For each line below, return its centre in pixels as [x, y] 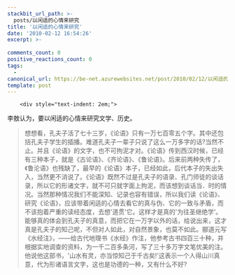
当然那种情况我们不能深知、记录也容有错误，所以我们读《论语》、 [130, 195]
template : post [29, 85]
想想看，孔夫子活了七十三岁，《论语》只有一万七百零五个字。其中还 [121, 133]
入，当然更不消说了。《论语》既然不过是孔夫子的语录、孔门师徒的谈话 [124, 177]
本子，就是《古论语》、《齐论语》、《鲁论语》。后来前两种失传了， [133, 160]
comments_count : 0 [34, 53]
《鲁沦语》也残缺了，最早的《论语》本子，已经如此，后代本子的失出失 [124, 168]
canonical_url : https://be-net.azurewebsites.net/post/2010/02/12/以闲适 [115, 79]
